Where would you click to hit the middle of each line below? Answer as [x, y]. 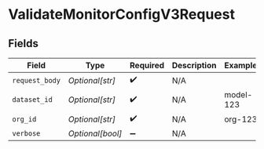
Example [240, 65]
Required [147, 65]
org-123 [240, 119]
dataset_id [32, 100]
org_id [24, 119]
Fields [24, 44]
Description [194, 65]
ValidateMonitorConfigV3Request [122, 15]
